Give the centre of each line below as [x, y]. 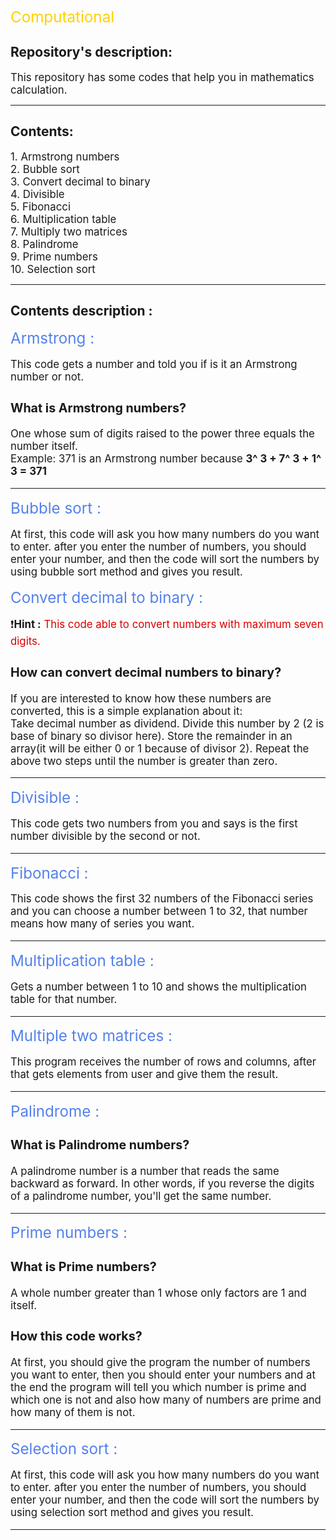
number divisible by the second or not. [105, 836]
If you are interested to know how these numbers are [141, 698]
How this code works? [76, 1336]
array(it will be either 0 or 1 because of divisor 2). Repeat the [160, 748]
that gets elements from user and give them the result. [144, 1075]
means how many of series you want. [102, 924]
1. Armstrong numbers [65, 156]
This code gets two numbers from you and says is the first [154, 823]
